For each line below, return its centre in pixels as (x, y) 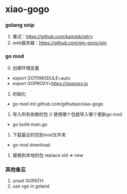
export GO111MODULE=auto (41, 78)
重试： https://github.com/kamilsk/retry (52, 37)
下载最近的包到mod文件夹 (39, 135)
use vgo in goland (31, 186)
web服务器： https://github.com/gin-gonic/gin (59, 43)
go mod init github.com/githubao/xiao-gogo (58, 104)
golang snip (20, 25)
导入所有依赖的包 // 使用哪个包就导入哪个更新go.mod (67, 114)
